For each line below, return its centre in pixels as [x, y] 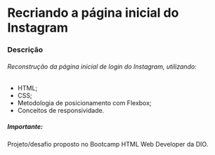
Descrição [25, 50]
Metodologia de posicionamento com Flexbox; [85, 103]
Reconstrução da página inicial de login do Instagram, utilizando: [102, 66]
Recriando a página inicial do [93, 13]
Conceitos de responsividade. [61, 111]
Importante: [25, 126]
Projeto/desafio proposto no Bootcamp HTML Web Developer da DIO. [108, 144]
